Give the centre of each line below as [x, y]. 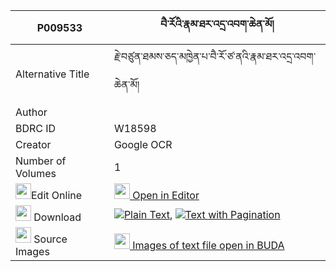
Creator [33, 144]
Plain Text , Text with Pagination [202, 214]
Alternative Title [52, 74]
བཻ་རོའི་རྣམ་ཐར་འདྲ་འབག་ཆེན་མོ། [217, 24]
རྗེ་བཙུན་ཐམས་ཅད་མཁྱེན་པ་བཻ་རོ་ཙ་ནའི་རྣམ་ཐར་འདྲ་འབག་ [215, 56]
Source [50, 239]
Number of [41, 161]
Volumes [36, 173]
